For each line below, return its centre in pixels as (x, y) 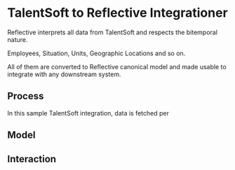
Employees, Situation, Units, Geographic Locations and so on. (96, 53)
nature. (18, 39)
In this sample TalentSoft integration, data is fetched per (88, 113)
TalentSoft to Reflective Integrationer (117, 13)
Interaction (32, 159)
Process (26, 96)
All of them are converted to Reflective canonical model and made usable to (117, 66)
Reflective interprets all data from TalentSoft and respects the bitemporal (112, 32)
